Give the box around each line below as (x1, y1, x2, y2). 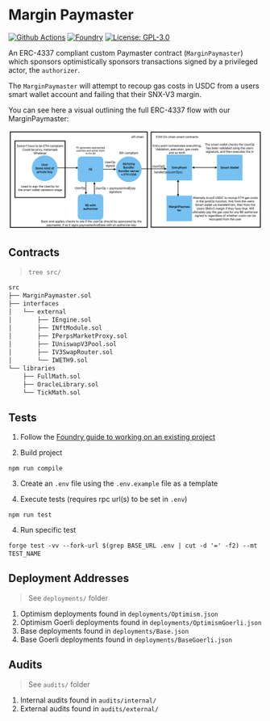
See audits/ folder (27, 679, 90, 689)
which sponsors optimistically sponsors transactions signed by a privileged (8, 57, 258, 66)
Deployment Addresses (8, 571, 130, 585)
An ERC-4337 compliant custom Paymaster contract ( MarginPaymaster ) (8, 48, 243, 57)
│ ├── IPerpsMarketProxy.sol (8, 332, 128, 340)
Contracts (8, 245, 60, 259)
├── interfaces (8, 300, 60, 308)
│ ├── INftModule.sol (8, 324, 103, 332)
